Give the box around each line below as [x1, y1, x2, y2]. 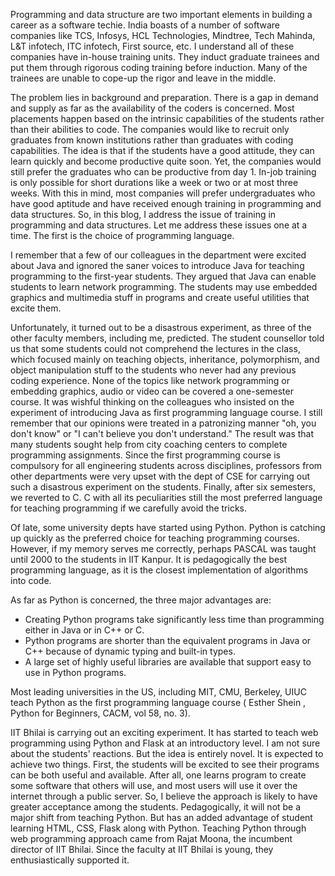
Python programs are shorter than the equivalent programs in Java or [24, 635, 312, 646]
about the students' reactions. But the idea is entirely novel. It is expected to [10, 748, 324, 759]
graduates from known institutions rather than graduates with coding [10, 134, 294, 146]
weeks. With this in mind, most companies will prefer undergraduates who [10, 187, 316, 199]
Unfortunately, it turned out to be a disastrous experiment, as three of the [10, 322, 312, 333]
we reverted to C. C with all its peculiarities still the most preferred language [10, 492, 323, 503]
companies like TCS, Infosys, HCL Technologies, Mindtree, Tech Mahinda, [10, 30, 316, 41]
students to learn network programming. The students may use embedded [10, 281, 318, 293]
